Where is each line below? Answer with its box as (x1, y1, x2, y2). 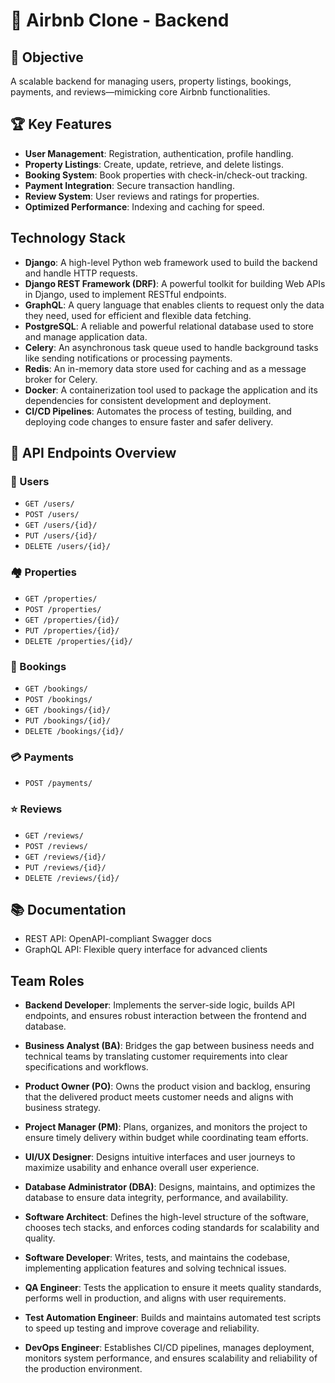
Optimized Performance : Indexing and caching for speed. (24, 200, 265, 213)
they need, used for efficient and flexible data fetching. (24, 309, 252, 321)
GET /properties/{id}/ (24, 615, 120, 625)
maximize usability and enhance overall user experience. (24, 1162, 260, 1174)
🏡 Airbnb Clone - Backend (10, 9, 230, 32)
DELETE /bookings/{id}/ (24, 726, 125, 736)
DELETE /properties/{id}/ (24, 636, 133, 646)
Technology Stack (10, 230, 126, 247)
